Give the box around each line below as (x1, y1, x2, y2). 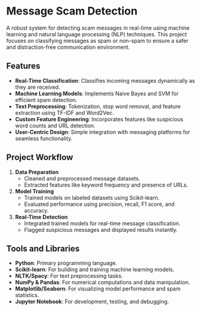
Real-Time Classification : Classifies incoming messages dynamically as (14, 77, 195, 84)
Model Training (14, 187, 54, 194)
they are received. (14, 83, 60, 91)
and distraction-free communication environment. (6, 43, 130, 51)
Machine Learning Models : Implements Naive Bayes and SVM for (14, 89, 179, 97)
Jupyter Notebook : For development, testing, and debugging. (14, 298, 169, 306)
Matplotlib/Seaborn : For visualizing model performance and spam (14, 285, 181, 292)
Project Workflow (6, 152, 74, 162)
